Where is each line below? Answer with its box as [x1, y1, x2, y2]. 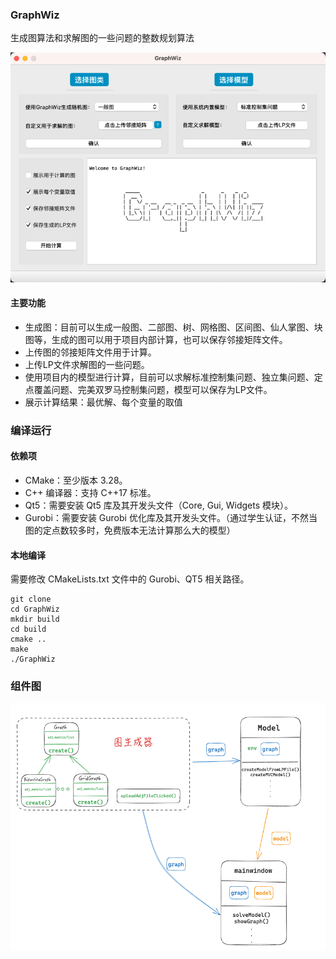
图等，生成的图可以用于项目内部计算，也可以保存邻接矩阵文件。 [24, 333, 288, 345]
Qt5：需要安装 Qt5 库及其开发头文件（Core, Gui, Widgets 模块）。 [24, 499, 294, 511]
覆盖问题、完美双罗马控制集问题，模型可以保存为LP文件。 [33, 383, 273, 395]
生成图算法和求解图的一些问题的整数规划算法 [10, 32, 195, 44]
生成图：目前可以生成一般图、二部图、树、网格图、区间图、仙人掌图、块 [24, 321, 323, 333]
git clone [10, 594, 52, 605]
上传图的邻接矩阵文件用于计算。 [24, 346, 157, 358]
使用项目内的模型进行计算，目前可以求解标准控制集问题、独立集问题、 [24, 371, 315, 383]
